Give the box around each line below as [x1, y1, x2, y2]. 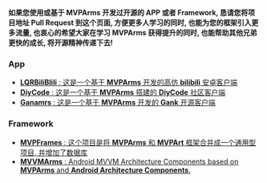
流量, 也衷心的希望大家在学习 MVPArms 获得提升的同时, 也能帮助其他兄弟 [14, 28, 258, 37]
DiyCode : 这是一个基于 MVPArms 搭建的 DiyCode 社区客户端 [19, 87, 226, 97]
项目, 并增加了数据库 [19, 148, 88, 157]
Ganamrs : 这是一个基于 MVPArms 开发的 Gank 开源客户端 [19, 98, 216, 108]
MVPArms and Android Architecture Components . [19, 165, 191, 175]
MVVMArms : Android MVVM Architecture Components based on [19, 157, 239, 166]
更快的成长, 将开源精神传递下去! [8, 38, 114, 47]
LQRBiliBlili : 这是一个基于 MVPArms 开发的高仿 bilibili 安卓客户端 [19, 78, 238, 87]
